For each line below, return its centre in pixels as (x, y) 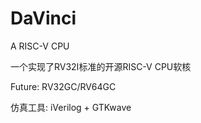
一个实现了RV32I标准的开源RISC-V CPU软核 (101, 66)
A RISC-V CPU (40, 46)
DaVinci (43, 18)
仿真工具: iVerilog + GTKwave (71, 107)
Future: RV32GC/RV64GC (63, 86)
